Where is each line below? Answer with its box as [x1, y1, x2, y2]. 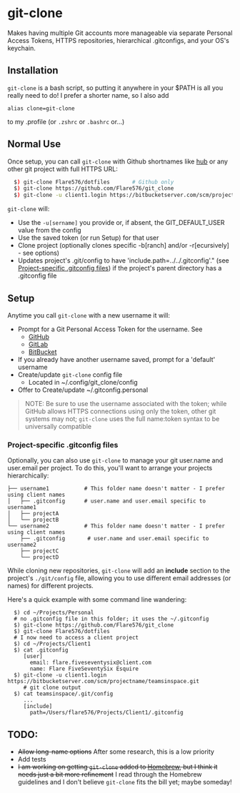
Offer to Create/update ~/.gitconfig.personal [17, 385, 149, 394]
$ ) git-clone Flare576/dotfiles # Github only [14, 178, 174, 186]
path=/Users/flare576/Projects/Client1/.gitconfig [29, 709, 184, 717]
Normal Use [7, 138, 61, 151]
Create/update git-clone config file [17, 370, 123, 379]
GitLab [28, 340, 49, 348]
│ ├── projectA [7, 510, 59, 517]
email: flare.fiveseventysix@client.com [29, 659, 152, 667]
